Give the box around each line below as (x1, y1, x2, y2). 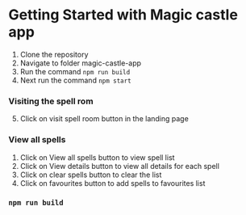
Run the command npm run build (19, 66, 131, 76)
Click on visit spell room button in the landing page (19, 114, 190, 124)
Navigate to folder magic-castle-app (19, 58, 142, 68)
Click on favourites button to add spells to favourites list (19, 178, 206, 188)
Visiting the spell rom (8, 95, 94, 107)
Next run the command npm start (19, 75, 131, 85)
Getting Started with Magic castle (8, 6, 238, 24)
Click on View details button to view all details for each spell (19, 161, 220, 171)
